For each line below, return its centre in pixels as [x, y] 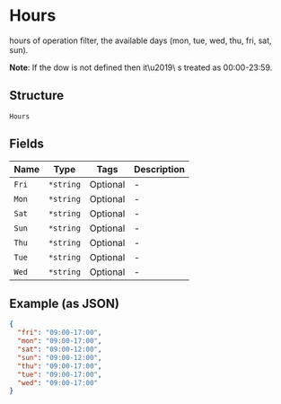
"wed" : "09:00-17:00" [58, 382]
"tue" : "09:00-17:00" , [60, 374]
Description [159, 169]
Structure [37, 96]
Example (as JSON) [64, 303]
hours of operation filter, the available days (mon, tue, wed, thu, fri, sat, [140, 40]
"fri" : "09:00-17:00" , [60, 333]
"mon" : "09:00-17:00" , [60, 341]
